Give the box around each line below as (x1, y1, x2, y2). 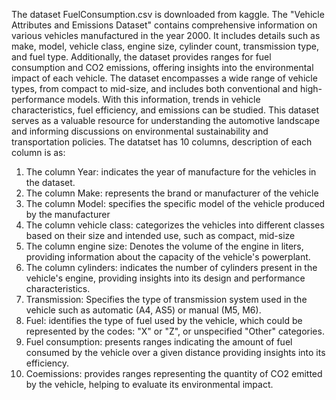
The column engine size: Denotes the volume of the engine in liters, (25, 240, 304, 252)
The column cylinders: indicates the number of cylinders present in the (25, 262, 318, 273)
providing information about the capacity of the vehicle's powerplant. (25, 251, 311, 263)
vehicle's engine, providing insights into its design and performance (25, 272, 306, 284)
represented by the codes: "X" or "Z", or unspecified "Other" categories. (25, 325, 325, 337)
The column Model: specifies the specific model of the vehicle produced (25, 198, 326, 209)
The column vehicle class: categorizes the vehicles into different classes (25, 219, 325, 231)
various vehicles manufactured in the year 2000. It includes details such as (11, 30, 321, 41)
